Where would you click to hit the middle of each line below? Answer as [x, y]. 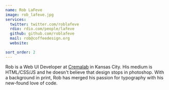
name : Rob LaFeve [24, 10]
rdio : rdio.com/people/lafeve [42, 29]
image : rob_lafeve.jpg [30, 15]
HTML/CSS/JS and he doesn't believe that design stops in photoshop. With [85, 72]
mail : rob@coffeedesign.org [40, 39]
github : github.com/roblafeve [42, 34]
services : [16, 19]
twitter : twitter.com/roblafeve [45, 24]
